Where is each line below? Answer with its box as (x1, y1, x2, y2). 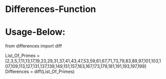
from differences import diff (5, 43, 62, 49)
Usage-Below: (5, 26, 66, 38)
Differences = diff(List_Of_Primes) (5, 68, 75, 74)
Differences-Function (5, 3, 96, 15)
